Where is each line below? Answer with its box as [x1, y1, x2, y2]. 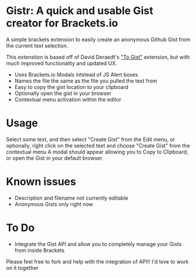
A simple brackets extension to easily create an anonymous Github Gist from [6, 36, 191, 43]
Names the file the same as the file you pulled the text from [14, 77, 157, 84]
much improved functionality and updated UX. [6, 60, 118, 67]
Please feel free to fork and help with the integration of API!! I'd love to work [6, 258, 189, 265]
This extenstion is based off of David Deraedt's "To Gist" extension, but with [6, 53, 190, 60]
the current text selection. [6, 42, 68, 49]
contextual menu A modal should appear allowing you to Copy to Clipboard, [6, 148, 188, 155]
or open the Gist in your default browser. [6, 154, 104, 162]
